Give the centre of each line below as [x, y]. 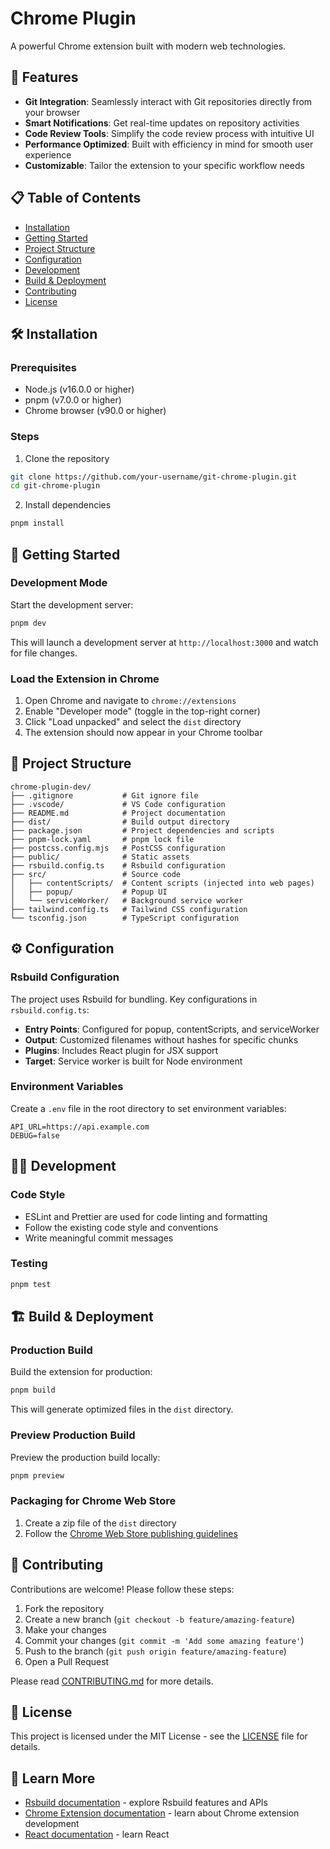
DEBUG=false [35, 1135]
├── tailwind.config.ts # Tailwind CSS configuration [129, 909]
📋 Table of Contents [76, 198]
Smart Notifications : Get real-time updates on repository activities [162, 123]
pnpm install [37, 523]
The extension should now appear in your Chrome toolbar [143, 733]
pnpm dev [28, 623]
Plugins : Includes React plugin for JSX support [121, 1050]
